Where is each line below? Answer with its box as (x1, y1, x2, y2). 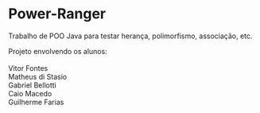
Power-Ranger (8, 5, 106, 23)
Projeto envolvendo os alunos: (8, 46, 107, 56)
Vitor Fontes (8, 63, 49, 72)
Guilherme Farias (8, 97, 64, 107)
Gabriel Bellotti (8, 80, 57, 90)
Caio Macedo (8, 88, 52, 98)
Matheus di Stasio (8, 72, 68, 81)
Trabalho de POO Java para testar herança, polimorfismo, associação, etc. (8, 31, 253, 41)
